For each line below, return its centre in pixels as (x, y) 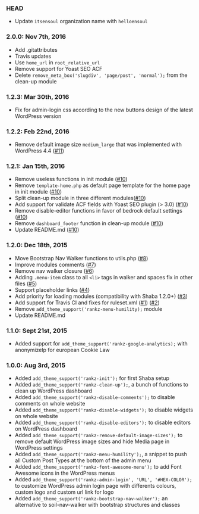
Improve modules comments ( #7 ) (55, 264)
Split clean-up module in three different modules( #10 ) (80, 198)
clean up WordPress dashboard (53, 391)
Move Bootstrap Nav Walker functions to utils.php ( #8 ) (81, 258)
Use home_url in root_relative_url (57, 62)
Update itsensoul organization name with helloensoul (81, 21)
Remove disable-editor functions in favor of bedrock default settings (99, 211)
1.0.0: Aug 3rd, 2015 (36, 365)
